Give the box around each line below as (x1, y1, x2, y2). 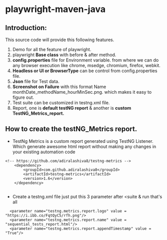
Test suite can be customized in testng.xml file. (12, 100, 110, 106)
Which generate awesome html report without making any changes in (12, 143, 156, 149)
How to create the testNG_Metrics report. (5, 125, 137, 133)
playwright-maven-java (5, 4, 106, 15)
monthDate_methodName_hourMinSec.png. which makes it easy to (12, 89, 152, 95)
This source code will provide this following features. (5, 37, 114, 43)
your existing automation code (12, 149, 76, 155)
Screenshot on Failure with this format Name (12, 84, 106, 90)
